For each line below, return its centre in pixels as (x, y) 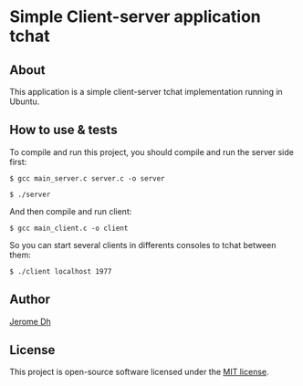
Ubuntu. (25, 101)
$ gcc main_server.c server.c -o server (88, 178)
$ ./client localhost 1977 (61, 271)
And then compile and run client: (71, 211)
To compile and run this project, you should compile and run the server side (151, 151)
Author (30, 300)
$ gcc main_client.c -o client (69, 228)
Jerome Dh (31, 321)
